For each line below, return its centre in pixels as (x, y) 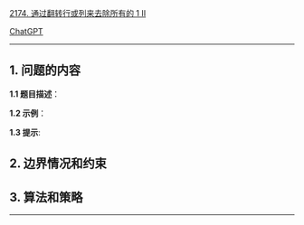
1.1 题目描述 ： (35, 94)
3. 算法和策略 (46, 197)
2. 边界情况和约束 (58, 164)
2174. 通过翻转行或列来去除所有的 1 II (78, 13)
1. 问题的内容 (45, 70)
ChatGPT (26, 31)
